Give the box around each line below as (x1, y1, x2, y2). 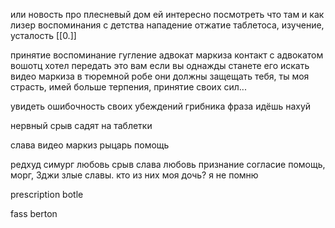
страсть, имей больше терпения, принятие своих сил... (10, 81, 247, 93)
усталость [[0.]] (10, 30, 77, 41)
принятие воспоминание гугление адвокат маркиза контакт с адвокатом (10, 49, 324, 61)
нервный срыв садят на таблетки (10, 120, 153, 131)
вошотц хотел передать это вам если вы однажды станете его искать (10, 60, 310, 71)
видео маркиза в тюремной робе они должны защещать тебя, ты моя (10, 70, 310, 82)
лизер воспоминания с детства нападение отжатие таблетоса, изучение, (10, 19, 325, 31)
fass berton (10, 208, 58, 219)
